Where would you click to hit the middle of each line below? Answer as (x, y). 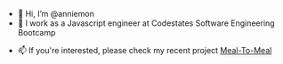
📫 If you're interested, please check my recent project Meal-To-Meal (145, 50)
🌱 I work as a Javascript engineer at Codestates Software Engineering (146, 23)
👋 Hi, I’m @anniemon (56, 14)
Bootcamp (36, 32)
